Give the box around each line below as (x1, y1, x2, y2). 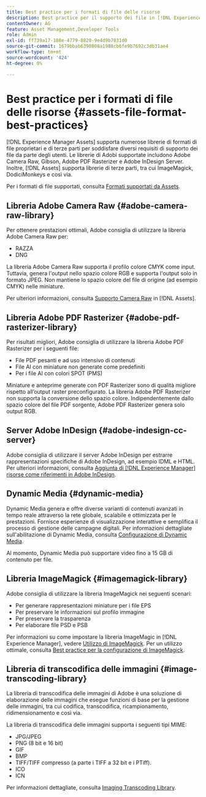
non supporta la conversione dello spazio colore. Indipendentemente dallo (6, 395, 194, 402)
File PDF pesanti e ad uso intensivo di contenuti (15, 357, 135, 364)
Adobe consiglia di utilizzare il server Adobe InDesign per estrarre (6, 451, 173, 459)
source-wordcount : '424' (6, 55, 70, 61)
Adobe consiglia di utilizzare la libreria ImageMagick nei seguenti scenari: (6, 590, 192, 597)
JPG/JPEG (15, 733, 42, 741)
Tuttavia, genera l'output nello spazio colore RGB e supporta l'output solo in (6, 270, 197, 277)
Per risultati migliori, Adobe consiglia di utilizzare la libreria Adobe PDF (6, 338, 185, 346)
